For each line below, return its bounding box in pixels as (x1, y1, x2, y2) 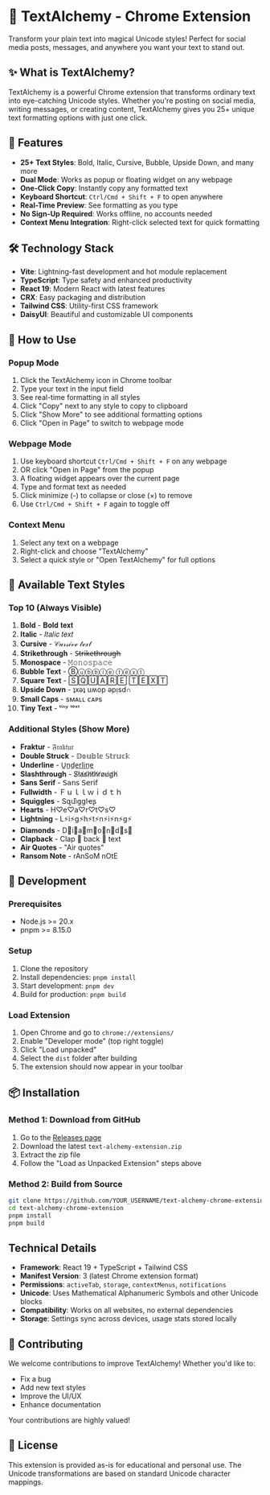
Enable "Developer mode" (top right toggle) (19, 1036, 165, 1045)
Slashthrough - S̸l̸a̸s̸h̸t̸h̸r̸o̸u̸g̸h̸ (19, 768, 118, 779)
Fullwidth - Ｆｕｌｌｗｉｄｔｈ (19, 787, 123, 797)
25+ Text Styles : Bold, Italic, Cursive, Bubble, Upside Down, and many (19, 157, 255, 167)
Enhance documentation (19, 1400, 102, 1410)
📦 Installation (8, 1086, 80, 1100)
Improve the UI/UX (19, 1391, 82, 1401)
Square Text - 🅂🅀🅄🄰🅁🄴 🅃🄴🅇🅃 (19, 676, 168, 686)
